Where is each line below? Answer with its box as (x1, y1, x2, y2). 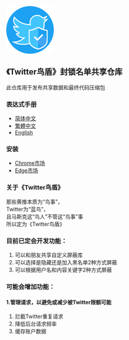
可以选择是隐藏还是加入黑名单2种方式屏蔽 (14, 259, 118, 266)
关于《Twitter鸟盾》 (6, 183, 64, 192)
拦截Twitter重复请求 (14, 313, 64, 320)
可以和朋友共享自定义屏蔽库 (14, 251, 83, 258)
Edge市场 (14, 167, 39, 174)
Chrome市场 (14, 160, 46, 167)
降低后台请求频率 (14, 320, 57, 327)
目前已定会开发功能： (6, 236, 67, 245)
